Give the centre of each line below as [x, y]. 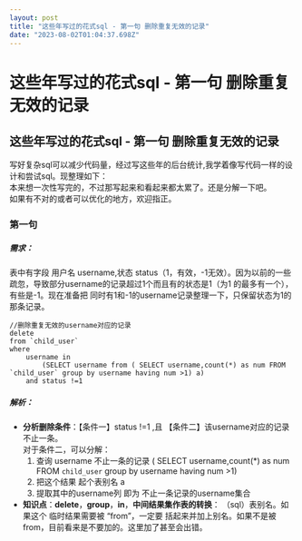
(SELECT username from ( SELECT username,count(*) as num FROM [164, 365]
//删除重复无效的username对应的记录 [70, 326]
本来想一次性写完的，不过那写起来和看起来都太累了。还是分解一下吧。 [141, 188]
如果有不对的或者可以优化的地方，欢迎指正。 [93, 199]
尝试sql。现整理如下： [67, 176]
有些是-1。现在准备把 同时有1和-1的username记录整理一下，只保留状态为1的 [151, 295]
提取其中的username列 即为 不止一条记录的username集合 [143, 493]
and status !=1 [54, 381]
